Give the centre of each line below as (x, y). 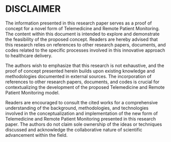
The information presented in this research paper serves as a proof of (79, 23)
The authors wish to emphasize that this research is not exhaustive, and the (85, 65)
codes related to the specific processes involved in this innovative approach (85, 50)
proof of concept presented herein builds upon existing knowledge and (80, 71)
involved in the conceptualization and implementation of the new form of (82, 113)
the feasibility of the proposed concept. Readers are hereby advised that (82, 39)
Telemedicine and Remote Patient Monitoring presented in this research (81, 119)
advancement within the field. (36, 135)
